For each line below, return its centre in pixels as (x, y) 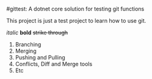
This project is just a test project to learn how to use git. (76, 21)
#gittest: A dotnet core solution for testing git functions (75, 9)
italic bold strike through (37, 32)
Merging (26, 51)
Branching (28, 44)
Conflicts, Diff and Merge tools (54, 64)
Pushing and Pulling (40, 57)
